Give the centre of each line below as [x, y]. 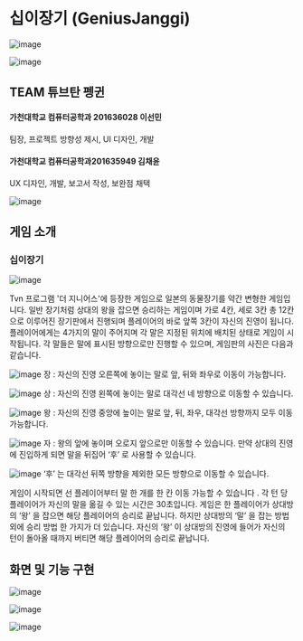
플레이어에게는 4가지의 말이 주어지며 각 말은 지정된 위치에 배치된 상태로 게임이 [147, 333]
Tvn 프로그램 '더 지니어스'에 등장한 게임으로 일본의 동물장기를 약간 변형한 [138, 298]
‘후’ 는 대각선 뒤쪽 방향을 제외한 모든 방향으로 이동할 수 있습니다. [156, 474]
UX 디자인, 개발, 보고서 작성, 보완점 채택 [80, 183]
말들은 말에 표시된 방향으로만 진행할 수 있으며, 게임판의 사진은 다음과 [173, 344]
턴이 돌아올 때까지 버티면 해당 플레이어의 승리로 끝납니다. [109, 538]
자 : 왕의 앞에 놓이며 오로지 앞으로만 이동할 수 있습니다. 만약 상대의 [161, 443]
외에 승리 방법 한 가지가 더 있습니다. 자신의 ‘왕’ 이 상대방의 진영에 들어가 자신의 [147, 527]
